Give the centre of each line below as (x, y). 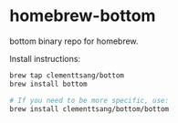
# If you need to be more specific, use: (89, 100)
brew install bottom (49, 84)
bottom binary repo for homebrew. (74, 41)
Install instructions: (45, 58)
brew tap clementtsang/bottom (67, 75)
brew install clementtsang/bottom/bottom (89, 109)
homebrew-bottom (83, 16)
